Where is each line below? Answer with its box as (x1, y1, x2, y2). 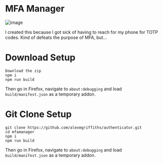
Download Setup (5, 52, 76, 63)
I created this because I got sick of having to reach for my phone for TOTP (5, 29, 158, 35)
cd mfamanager (5, 129, 35, 135)
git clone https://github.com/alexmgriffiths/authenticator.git (5, 125, 142, 130)
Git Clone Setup (5, 109, 72, 120)
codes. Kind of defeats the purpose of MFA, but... (5, 34, 107, 40)
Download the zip (5, 68, 41, 73)
